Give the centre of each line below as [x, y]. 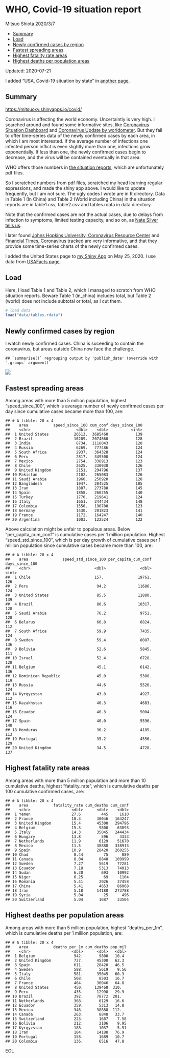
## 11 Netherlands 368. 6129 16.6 [65, 1001]
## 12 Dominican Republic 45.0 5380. [79, 676]
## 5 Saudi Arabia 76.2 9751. [79, 613]
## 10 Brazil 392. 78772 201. [64, 996]
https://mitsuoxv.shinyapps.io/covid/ [44, 109]
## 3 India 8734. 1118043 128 [74, 443]
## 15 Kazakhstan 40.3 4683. [79, 703]
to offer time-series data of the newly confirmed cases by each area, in [80, 135]
